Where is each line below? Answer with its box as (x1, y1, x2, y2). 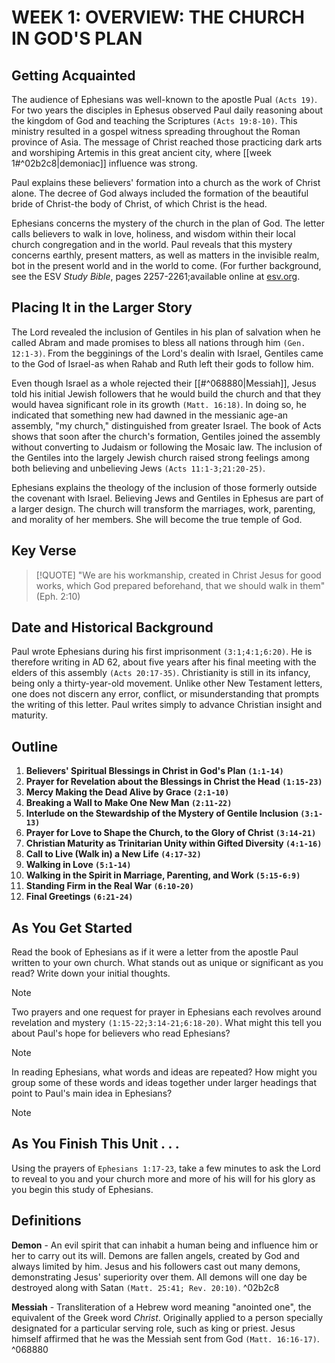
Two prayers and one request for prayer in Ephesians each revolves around (11, 1006, 322, 1018)
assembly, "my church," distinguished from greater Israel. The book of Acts (11, 419, 322, 431)
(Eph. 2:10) (35, 590, 81, 602)
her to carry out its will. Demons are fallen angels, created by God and (11, 1249, 300, 1261)
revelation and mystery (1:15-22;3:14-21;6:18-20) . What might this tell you (11, 1017, 322, 1029)
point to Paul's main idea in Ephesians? (11, 1087, 173, 1100)
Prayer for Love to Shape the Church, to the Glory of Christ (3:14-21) (25, 827, 317, 839)
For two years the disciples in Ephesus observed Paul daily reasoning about (11, 104, 324, 116)
